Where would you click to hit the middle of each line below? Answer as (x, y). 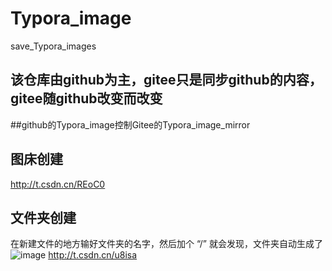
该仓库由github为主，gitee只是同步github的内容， (166, 80)
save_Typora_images (53, 46)
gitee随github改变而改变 (86, 98)
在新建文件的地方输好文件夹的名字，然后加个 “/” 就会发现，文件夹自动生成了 (166, 244)
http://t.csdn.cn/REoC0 (58, 184)
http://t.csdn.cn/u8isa (93, 255)
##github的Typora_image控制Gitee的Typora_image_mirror (130, 124)
